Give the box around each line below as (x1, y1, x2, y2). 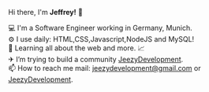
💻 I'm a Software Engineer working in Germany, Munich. (8, 24, 193, 32)
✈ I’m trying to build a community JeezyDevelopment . (8, 55, 184, 64)
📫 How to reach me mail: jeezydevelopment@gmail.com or (8, 64, 201, 72)
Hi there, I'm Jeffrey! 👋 (8, 8, 83, 17)
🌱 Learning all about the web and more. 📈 (8, 43, 145, 53)
